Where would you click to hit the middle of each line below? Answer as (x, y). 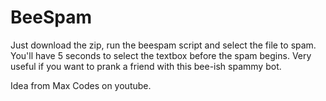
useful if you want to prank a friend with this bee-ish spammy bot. (146, 66)
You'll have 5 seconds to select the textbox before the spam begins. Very (161, 55)
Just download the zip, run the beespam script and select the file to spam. (163, 45)
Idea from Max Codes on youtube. (81, 85)
